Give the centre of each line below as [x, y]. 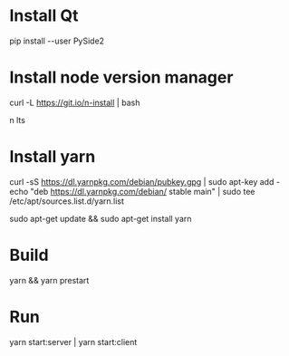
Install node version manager [121, 77]
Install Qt [44, 16]
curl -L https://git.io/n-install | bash [75, 102]
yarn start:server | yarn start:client [73, 342]
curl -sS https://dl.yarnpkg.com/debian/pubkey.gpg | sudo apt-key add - [145, 181]
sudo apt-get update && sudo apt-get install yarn [101, 218]
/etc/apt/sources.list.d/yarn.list [67, 201]
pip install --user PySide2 [57, 41]
